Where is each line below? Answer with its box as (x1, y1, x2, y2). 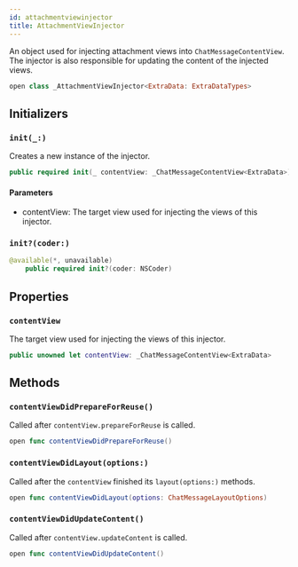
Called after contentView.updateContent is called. (9, 532, 188, 542)
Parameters (9, 187, 53, 198)
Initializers (9, 106, 69, 121)
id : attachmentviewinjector (9, 12, 114, 22)
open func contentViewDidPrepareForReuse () (9, 437, 173, 446)
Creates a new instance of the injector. (9, 151, 151, 161)
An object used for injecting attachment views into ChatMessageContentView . (9, 45, 285, 56)
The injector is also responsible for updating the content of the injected (9, 55, 269, 66)
